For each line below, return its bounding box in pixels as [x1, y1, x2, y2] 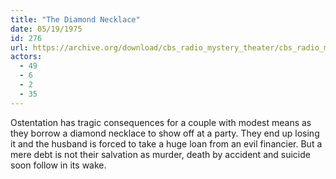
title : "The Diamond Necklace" [10, 14, 141, 25]
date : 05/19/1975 [10, 24, 83, 34]
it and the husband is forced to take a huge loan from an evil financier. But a [10, 137, 323, 150]
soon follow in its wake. [10, 159, 107, 171]
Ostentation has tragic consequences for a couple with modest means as [10, 116, 312, 128]
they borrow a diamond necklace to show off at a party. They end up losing [10, 127, 320, 139]
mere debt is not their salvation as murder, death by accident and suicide [10, 148, 311, 160]
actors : [10, 52, 43, 62]
